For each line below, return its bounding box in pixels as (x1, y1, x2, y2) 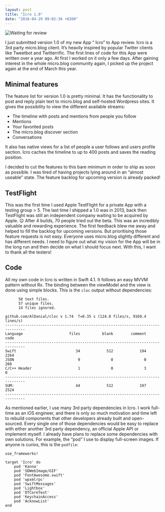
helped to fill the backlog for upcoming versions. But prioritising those (5, 228, 147, 234)
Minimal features (5, 80, 58, 88)
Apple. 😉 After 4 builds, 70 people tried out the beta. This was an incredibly (5, 218, 160, 223)
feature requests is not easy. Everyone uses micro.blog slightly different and (5, 233, 160, 239)
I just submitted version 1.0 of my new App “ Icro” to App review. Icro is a (5, 40, 153, 45)
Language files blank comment (5, 331, 147, 336)
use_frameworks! (5, 451, 38, 456)
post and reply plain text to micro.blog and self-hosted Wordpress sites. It (5, 98, 155, 104)
